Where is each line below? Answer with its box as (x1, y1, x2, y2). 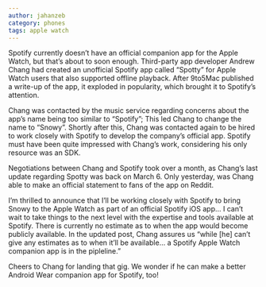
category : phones (8, 19, 66, 27)
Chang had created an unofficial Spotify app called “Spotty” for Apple (8, 65, 237, 75)
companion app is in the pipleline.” (8, 246, 121, 256)
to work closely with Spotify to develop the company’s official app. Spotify (8, 131, 252, 141)
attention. (8, 91, 40, 100)
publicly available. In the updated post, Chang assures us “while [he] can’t (8, 230, 251, 239)
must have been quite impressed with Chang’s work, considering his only (8, 140, 248, 149)
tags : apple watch (8, 26, 69, 34)
